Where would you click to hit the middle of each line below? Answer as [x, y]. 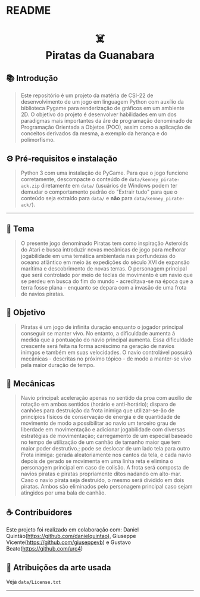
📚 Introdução [32, 78]
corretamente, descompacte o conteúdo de [74, 179]
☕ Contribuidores [39, 512]
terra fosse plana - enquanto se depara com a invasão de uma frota [104, 287]
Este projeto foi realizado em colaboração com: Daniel [72, 530]
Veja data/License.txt [34, 582]
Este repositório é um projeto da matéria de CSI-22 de [87, 95]
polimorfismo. [38, 140]
